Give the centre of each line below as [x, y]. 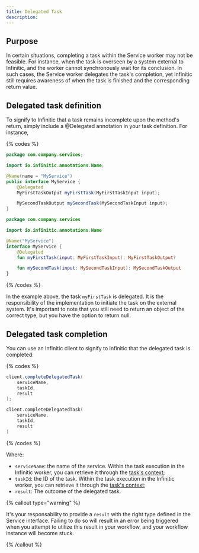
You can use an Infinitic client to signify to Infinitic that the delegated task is [98, 348]
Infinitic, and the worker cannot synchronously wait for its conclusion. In [94, 68]
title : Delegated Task [34, 12]
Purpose [22, 41]
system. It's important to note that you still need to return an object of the [95, 309]
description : [22, 17]
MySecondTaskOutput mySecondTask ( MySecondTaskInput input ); [92, 203]
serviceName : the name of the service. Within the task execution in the [99, 466]
